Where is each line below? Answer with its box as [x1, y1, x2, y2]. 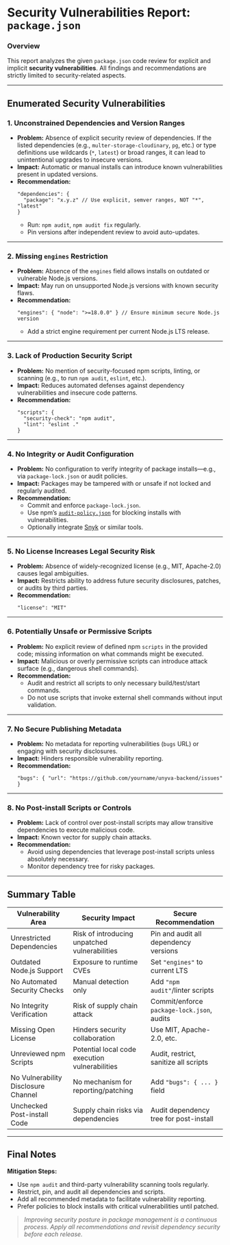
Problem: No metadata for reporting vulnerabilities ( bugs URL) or [16, 739, 199, 748]
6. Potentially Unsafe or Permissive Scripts [7, 627, 153, 637]
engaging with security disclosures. [16, 747, 118, 755]
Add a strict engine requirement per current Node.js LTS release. [27, 328, 210, 336]
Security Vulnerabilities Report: [7, 5, 191, 21]
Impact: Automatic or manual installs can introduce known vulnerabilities [16, 163, 223, 171]
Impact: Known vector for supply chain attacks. [16, 833, 152, 841]
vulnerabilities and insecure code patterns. [16, 389, 138, 397]
